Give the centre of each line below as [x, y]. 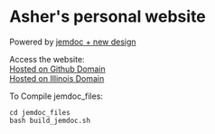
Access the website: [47, 59]
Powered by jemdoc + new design [73, 42]
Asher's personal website [107, 17]
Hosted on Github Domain [57, 69]
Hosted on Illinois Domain [57, 78]
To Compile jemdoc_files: [56, 96]
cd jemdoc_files [40, 112]
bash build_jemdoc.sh [50, 120]
